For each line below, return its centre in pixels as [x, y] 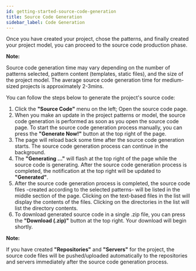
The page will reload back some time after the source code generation [99, 140]
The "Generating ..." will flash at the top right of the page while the [96, 159]
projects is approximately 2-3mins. [62, 86]
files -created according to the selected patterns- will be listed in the [97, 190]
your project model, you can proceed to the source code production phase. [97, 45]
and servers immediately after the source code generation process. [87, 262]
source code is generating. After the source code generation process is [101, 165]
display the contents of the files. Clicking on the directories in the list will [102, 202]
